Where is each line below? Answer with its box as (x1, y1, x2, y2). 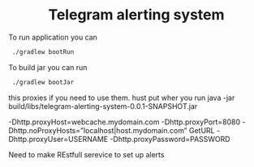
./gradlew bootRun (11, 48, 75, 56)
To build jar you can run (8, 62, 88, 72)
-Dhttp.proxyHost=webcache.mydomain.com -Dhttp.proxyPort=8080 (8, 117, 241, 127)
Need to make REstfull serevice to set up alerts (8, 149, 165, 159)
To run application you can (8, 32, 97, 42)
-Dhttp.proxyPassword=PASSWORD (109, 134, 230, 144)
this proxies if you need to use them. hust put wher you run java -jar (8, 93, 235, 102)
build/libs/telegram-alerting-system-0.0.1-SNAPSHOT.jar (8, 101, 198, 111)
